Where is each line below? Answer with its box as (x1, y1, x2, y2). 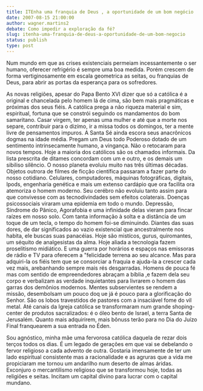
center (6, 309, 23, 316)
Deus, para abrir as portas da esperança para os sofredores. (6, 78, 158, 85)
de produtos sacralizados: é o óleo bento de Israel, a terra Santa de (24, 309, 192, 316)
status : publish (6, 37, 47, 43)
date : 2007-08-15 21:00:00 (6, 15, 75, 21)
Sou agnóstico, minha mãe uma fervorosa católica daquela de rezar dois (6, 334, 187, 341)
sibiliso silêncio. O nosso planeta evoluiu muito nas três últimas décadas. (6, 161, 188, 169)
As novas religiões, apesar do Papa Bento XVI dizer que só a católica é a (6, 90, 188, 98)
